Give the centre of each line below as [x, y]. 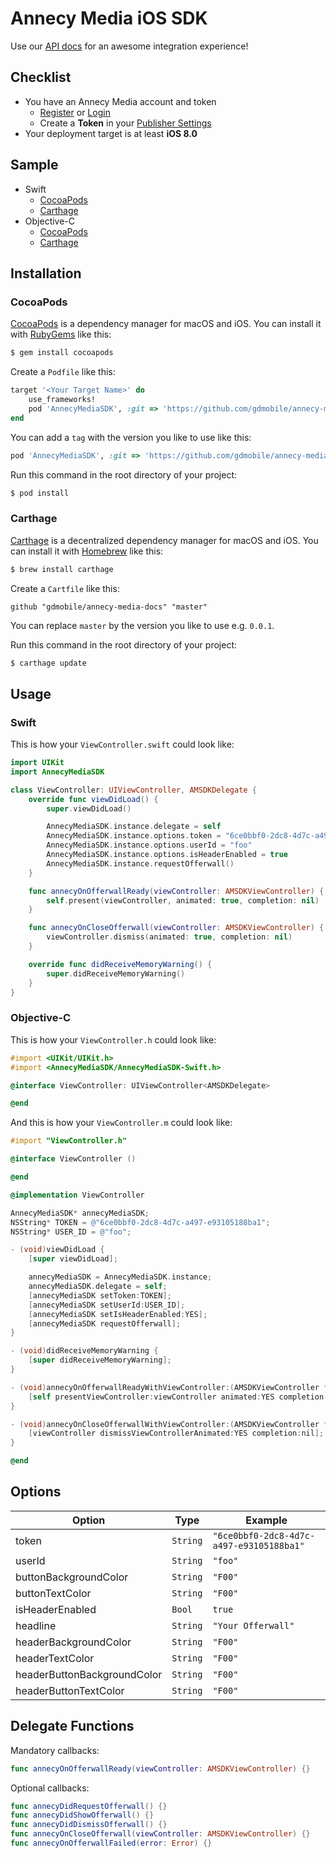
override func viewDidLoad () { [93, 799]
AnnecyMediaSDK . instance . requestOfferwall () [140, 863]
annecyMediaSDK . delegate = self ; [98, 1287]
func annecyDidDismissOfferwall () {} [89, 1825]
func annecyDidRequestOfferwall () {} [89, 1806]
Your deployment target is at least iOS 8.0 [111, 133]
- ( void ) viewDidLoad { [57, 1250]
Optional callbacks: [50, 1788]
